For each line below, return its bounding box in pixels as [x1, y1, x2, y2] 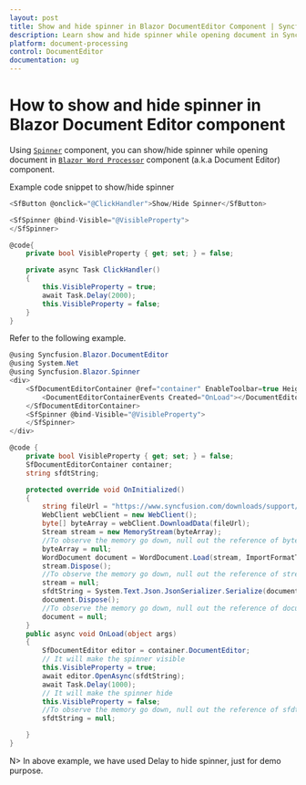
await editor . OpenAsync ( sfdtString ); [42, 671, 185, 680]
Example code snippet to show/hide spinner [9, 181, 175, 192]
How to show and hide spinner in [9, 95, 261, 116]
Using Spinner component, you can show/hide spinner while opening [9, 144, 269, 155]
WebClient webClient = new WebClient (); [42, 511, 198, 520]
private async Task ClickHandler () [25, 265, 161, 274]
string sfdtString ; [25, 469, 100, 478]
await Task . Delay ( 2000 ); [42, 291, 137, 300]
